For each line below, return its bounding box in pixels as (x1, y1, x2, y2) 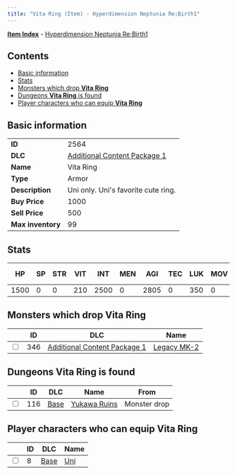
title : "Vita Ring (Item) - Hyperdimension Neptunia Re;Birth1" (7, 10, 200, 18)
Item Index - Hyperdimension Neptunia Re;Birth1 (7, 30, 148, 38)
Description (11, 185, 51, 195)
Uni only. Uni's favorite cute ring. (67, 185, 176, 195)
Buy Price (11, 197, 44, 207)
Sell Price (11, 208, 44, 218)
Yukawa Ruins (71, 399, 118, 409)
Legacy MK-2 (153, 342, 200, 351)
